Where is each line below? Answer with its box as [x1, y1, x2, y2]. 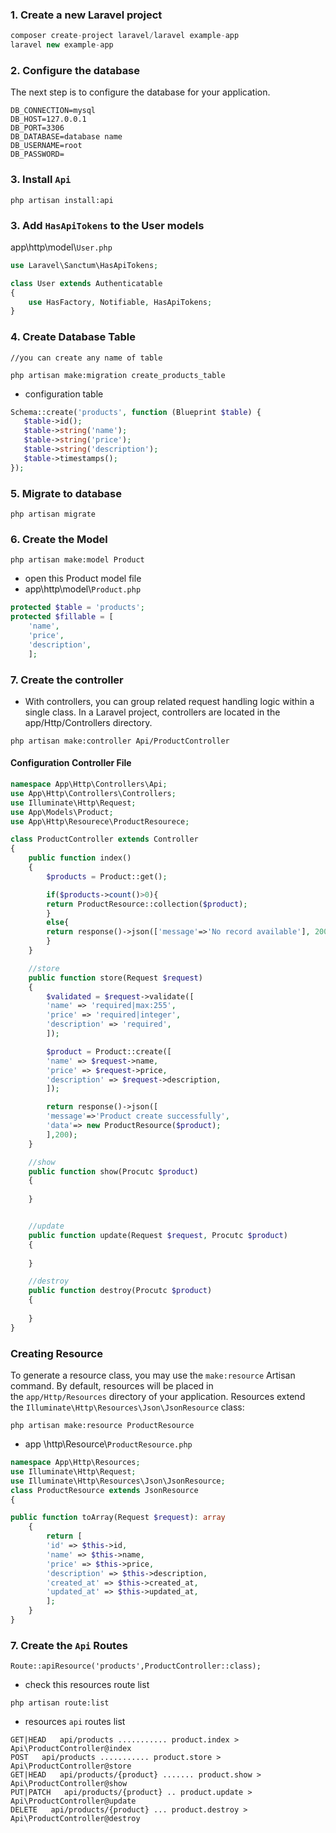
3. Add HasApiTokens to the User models [10, 218, 205, 232]
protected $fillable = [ [10, 612, 114, 622]
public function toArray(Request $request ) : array [10, 1513, 226, 1523]
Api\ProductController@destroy [10, 1814, 141, 1824]
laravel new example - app [10, 40, 114, 50]
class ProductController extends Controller [10, 834, 199, 845]
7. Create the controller [10, 673, 124, 687]
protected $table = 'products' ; [10, 603, 145, 613]
